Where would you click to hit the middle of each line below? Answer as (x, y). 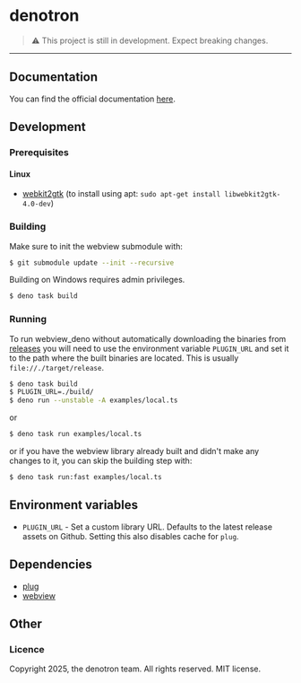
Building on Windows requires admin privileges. (97, 280)
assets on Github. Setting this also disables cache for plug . (130, 536)
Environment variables (74, 505)
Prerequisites (39, 153)
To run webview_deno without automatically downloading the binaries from (148, 338)
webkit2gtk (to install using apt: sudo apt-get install (121, 194)
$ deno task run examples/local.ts (76, 434)
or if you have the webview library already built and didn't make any (134, 451)
